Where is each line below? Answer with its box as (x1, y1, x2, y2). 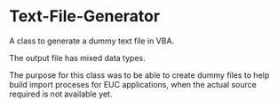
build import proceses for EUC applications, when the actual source (9, 79, 258, 89)
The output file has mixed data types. (9, 52, 146, 63)
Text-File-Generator (9, 6, 161, 27)
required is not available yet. (9, 89, 113, 99)
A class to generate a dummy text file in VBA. (9, 35, 175, 46)
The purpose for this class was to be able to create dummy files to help (9, 69, 270, 81)
